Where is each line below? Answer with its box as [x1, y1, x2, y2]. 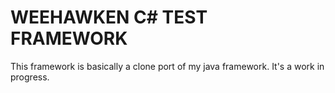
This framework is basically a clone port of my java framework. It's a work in [10, 60, 325, 72]
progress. [10, 71, 50, 83]
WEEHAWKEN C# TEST [10, 6, 208, 29]
